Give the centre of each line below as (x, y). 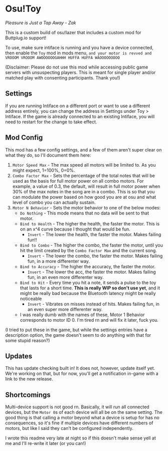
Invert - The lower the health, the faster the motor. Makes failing (94, 234)
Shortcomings (28, 395)
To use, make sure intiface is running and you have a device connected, (79, 47)
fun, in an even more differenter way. (65, 277)
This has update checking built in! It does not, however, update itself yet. (80, 368)
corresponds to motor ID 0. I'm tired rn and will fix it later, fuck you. (89, 320)
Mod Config (24, 138)
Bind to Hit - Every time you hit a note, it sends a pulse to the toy (88, 282)
